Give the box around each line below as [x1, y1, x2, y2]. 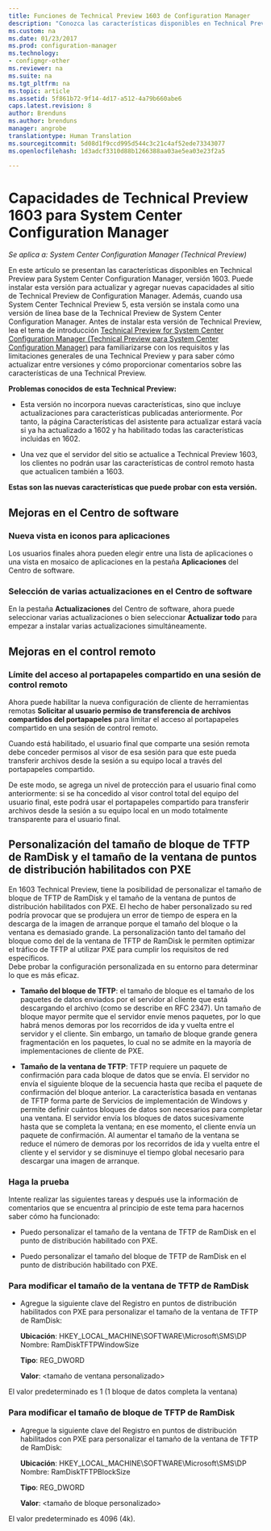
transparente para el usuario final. [8, 814, 121, 824]
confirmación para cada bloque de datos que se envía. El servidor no [19, 1070, 250, 1080]
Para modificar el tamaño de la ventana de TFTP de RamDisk [8, 1281, 249, 1292]
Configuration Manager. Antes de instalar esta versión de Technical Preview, [8, 317, 262, 327]
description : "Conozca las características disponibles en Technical [8, 19, 248, 27]
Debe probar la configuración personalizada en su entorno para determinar [8, 962, 258, 971]
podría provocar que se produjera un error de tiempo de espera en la [8, 910, 238, 920]
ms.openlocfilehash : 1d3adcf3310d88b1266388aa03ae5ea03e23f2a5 [8, 147, 226, 155]
